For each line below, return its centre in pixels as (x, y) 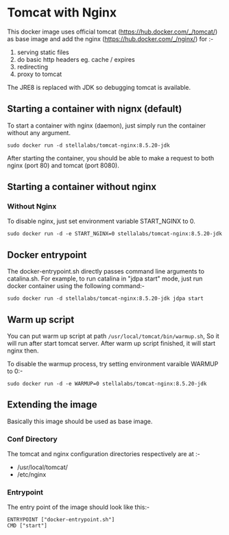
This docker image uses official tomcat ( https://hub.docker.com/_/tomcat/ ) (112, 32)
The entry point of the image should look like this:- (78, 507)
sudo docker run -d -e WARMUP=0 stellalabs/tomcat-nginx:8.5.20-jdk (107, 384)
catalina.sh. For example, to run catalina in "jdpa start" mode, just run (105, 278)
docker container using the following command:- (76, 286)
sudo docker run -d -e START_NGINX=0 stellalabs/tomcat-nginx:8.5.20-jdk (115, 234)
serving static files (43, 52)
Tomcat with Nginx (62, 13)
